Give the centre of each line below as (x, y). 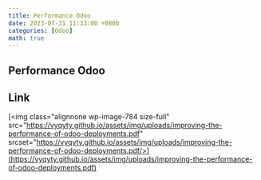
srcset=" (23, 142)
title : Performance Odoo (49, 16)
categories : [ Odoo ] (41, 30)
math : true (26, 38)
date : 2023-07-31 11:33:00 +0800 (64, 23)
